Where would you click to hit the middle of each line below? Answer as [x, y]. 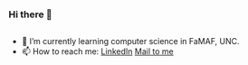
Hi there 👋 [31, 14]
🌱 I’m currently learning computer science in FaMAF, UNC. [131, 42]
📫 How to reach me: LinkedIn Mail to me [97, 51]
